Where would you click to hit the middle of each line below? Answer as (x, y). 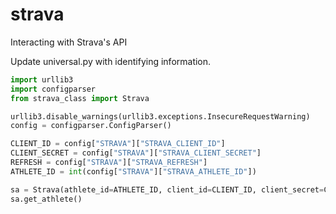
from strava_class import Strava (80, 98)
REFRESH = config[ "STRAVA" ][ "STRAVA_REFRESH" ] (109, 163)
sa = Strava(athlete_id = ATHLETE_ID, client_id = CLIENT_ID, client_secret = (167, 189)
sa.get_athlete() (46, 199)
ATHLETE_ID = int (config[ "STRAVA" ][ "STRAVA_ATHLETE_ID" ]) (133, 171)
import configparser (53, 89)
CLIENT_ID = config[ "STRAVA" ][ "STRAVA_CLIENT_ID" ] (118, 144)
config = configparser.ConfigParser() (91, 126)
